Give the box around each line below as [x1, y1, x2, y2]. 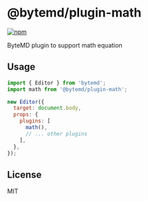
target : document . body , [13, 105, 81, 112]
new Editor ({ [7, 98, 45, 105]
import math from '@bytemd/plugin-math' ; [7, 86, 128, 93]
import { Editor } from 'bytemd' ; [7, 79, 107, 86]
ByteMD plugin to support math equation [7, 41, 123, 49]
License [7, 169, 42, 180]
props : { [13, 111, 39, 118]
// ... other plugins [25, 130, 88, 137]
